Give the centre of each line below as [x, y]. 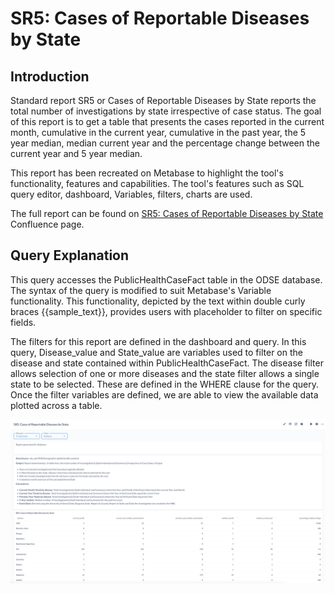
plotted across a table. [56, 405]
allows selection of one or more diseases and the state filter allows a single [165, 373]
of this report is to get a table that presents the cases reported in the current [167, 121]
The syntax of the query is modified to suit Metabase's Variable [141, 290]
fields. [23, 322]
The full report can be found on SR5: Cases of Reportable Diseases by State [167, 213]
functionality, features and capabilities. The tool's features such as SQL [157, 183]
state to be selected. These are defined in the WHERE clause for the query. [165, 384]
